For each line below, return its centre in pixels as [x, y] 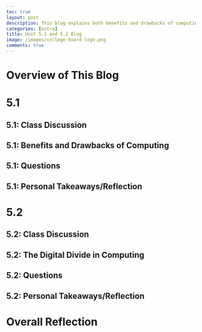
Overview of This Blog [63, 75]
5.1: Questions [33, 166]
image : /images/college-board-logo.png [56, 40]
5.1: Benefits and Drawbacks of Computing [88, 146]
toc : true [19, 12]
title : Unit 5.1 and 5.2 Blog [44, 34]
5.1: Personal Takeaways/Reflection [74, 186]
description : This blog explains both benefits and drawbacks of [90, 23]
